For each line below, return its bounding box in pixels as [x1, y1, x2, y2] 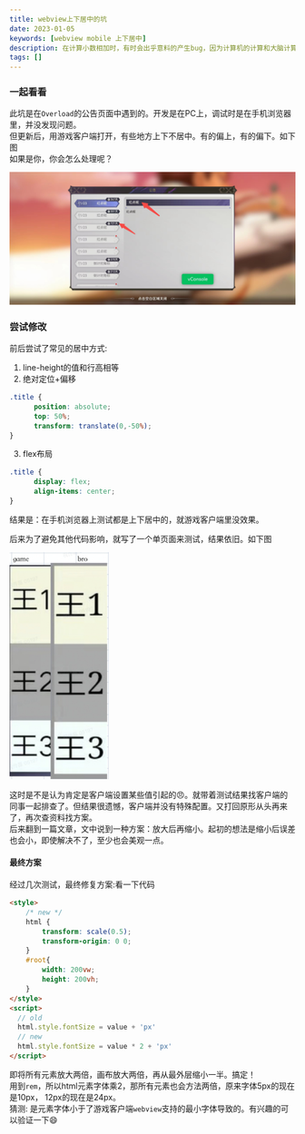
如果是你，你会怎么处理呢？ [9, 153, 113, 164]
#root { [25, 956, 51, 965]
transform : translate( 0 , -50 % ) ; [33, 421, 152, 430]
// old [17, 1013, 43, 1022]
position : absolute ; [33, 402, 112, 411]
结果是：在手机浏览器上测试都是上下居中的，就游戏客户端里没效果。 [9, 514, 264, 525]
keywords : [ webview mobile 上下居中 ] [9, 34, 147, 43]
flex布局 [22, 449, 53, 459]
